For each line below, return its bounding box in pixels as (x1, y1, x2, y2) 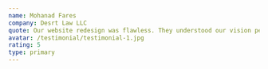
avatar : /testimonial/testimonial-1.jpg (8, 33, 145, 42)
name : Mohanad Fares (8, 11, 77, 20)
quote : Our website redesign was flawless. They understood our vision (8, 26, 251, 34)
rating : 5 (8, 41, 41, 49)
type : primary (8, 48, 56, 56)
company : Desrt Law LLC (8, 19, 88, 27)
